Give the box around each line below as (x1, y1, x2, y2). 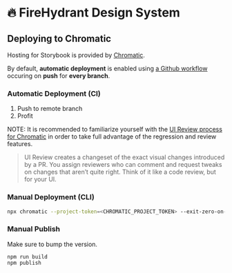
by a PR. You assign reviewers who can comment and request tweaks (23, 161, 222, 169)
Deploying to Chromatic (7, 32, 112, 44)
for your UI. (23, 175, 57, 183)
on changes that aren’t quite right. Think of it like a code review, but (23, 168, 216, 176)
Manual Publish (7, 224, 61, 234)
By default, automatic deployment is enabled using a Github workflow (7, 64, 208, 72)
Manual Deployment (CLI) (7, 192, 95, 202)
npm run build (7, 253, 48, 260)
